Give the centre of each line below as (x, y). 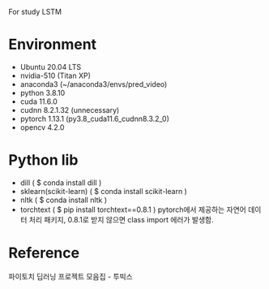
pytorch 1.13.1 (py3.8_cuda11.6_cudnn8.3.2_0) (95, 119)
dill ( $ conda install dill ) (61, 183)
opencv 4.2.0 (42, 127)
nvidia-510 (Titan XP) (56, 75)
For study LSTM (35, 12)
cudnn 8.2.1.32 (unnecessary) (70, 110)
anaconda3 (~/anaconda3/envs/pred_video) (94, 84)
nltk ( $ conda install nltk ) (64, 200)
